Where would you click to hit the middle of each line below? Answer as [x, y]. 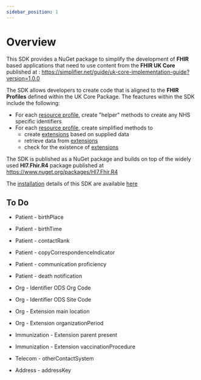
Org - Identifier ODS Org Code [53, 288]
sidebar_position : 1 [32, 12]
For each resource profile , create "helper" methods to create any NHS [103, 115]
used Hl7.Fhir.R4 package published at [55, 165]
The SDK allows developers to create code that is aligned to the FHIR [93, 90]
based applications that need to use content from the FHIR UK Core [91, 65]
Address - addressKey [43, 370]
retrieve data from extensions [61, 140]
